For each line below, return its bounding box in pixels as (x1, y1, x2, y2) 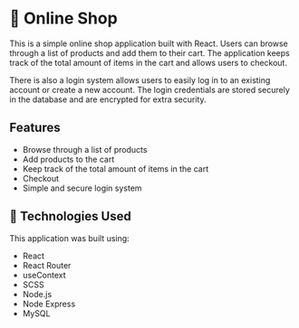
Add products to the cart (22, 154, 115, 164)
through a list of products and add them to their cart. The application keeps (9, 47, 290, 58)
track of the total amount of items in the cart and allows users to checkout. (9, 57, 288, 68)
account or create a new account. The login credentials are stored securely (9, 84, 290, 95)
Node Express (22, 298, 76, 309)
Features (9, 120, 61, 136)
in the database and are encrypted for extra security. (9, 94, 207, 105)
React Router (22, 259, 72, 270)
